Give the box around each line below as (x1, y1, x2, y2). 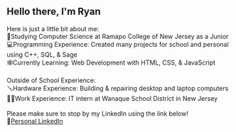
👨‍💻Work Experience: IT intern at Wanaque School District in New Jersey (6, 94, 218, 102)
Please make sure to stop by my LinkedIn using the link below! (6, 109, 189, 118)
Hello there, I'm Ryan (6, 6, 101, 18)
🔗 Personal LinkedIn (6, 116, 63, 125)
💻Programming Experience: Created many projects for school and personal (6, 40, 229, 48)
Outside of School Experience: (6, 76, 96, 84)
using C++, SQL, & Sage (6, 50, 77, 59)
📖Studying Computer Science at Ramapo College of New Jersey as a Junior (6, 32, 229, 40)
